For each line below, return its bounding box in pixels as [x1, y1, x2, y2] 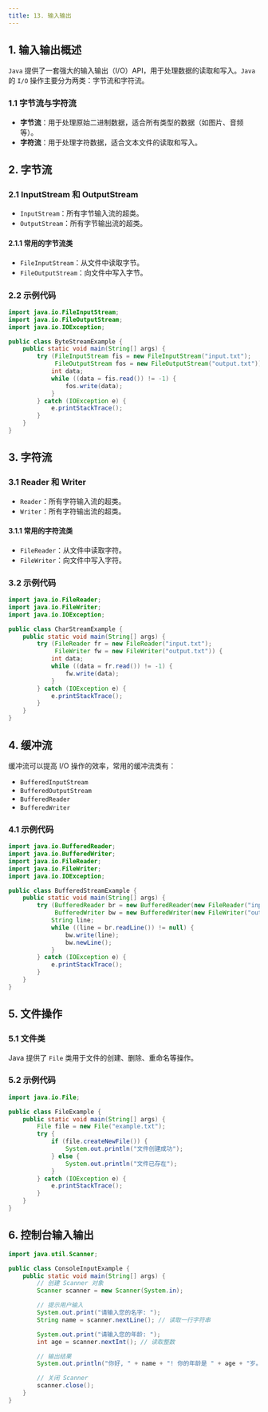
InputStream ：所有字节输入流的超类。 [19, 208, 144, 218]
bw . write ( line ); [65, 931, 120, 939]
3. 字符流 [8, 450, 53, 464]
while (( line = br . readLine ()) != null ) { [50, 923, 195, 931]
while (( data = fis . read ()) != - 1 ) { [50, 375, 177, 383]
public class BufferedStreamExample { [8, 886, 137, 894]
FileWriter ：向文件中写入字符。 [19, 555, 126, 565]
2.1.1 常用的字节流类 [8, 239, 73, 248]
